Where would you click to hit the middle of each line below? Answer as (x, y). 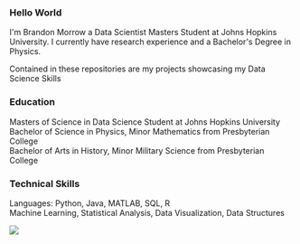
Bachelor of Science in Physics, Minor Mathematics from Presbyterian (140, 131)
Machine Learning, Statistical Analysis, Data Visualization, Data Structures (147, 212)
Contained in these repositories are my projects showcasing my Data (138, 69)
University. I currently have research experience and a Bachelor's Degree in (150, 42)
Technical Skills (45, 183)
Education (33, 102)
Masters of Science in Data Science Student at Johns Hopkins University (145, 122)
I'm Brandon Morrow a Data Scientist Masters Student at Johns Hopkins (143, 33)
